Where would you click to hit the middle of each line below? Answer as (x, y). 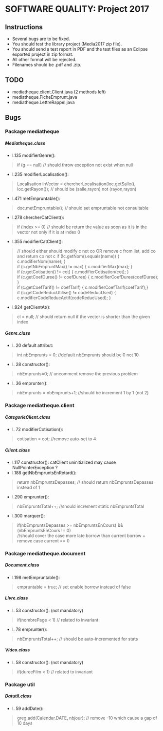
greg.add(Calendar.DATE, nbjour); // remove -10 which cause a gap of (87, 718)
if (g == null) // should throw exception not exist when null (75, 165)
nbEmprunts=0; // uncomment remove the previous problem (77, 374)
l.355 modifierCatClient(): (37, 242)
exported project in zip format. (43, 54)
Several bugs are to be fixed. (41, 39)
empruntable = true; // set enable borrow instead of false (74, 587)
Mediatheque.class (25, 143)
